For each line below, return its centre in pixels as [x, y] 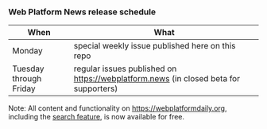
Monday [28, 51]
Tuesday [28, 68]
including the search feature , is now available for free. [97, 117]
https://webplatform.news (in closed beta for [157, 79]
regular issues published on [125, 68]
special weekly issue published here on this [155, 46]
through [27, 79]
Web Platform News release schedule [82, 12]
